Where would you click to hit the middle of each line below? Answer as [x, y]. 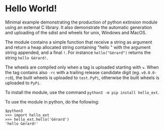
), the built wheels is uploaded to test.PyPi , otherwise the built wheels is [85, 78]
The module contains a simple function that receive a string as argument [79, 42]
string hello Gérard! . [27, 57]
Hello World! [31, 9]
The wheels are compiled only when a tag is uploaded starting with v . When [82, 67]
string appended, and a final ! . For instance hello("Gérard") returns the [78, 52]
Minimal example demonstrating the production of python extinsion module [81, 22]
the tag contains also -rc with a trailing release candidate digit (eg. [73, 72]
